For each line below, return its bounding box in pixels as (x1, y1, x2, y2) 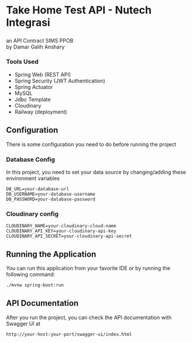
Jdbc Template (14, 96, 51, 103)
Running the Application (6, 249, 97, 259)
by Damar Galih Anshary (6, 43, 65, 50)
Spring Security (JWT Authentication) (14, 77, 105, 84)
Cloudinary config (6, 210, 59, 218)
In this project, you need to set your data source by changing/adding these (6, 168, 186, 175)
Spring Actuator (14, 83, 53, 91)
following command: (6, 271, 56, 278)
